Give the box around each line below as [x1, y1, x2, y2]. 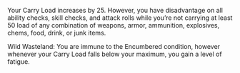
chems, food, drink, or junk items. [7, 28, 106, 37]
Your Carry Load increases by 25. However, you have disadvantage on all [7, 6, 224, 14]
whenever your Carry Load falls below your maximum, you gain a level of [7, 50, 223, 58]
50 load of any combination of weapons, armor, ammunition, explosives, [7, 21, 220, 29]
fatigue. [7, 57, 30, 66]
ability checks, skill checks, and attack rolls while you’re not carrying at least [7, 13, 233, 22]
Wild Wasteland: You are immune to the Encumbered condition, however [7, 43, 220, 50]
